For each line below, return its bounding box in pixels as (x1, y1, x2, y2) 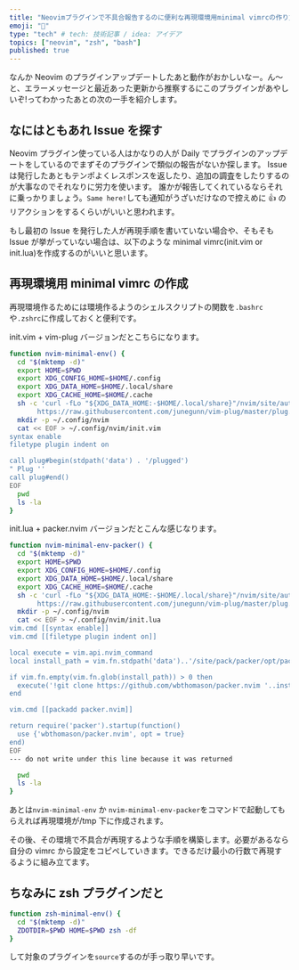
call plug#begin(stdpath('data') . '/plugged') (9, 456, 190, 466)
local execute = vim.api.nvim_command (9, 648, 153, 657)
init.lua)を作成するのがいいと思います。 (9, 247, 153, 258)
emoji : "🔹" (9, 21, 50, 30)
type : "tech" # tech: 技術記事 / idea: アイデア (9, 29, 182, 38)
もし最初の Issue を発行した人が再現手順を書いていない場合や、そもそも (9, 224, 274, 236)
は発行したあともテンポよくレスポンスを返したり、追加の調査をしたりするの (9, 170, 290, 181)
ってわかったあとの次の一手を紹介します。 (27, 94, 182, 105)
